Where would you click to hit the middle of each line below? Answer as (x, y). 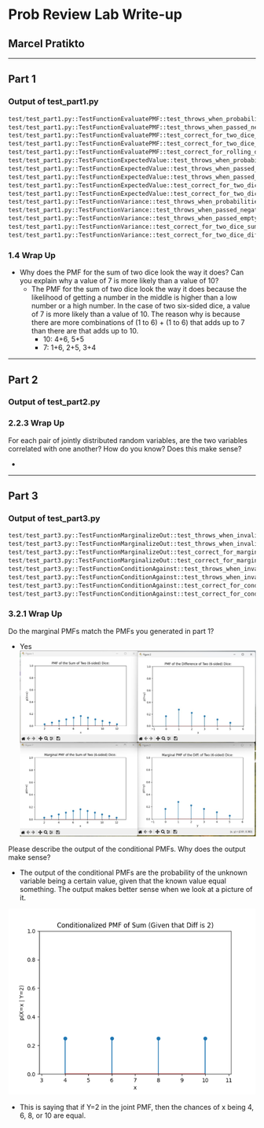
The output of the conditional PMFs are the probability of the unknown (133, 873)
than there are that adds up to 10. (85, 331)
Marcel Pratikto (46, 44)
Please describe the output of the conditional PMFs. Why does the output (127, 849)
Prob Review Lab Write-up (95, 15)
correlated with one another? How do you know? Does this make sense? (125, 448)
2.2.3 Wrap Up (37, 423)
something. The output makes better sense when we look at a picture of (136, 890)
